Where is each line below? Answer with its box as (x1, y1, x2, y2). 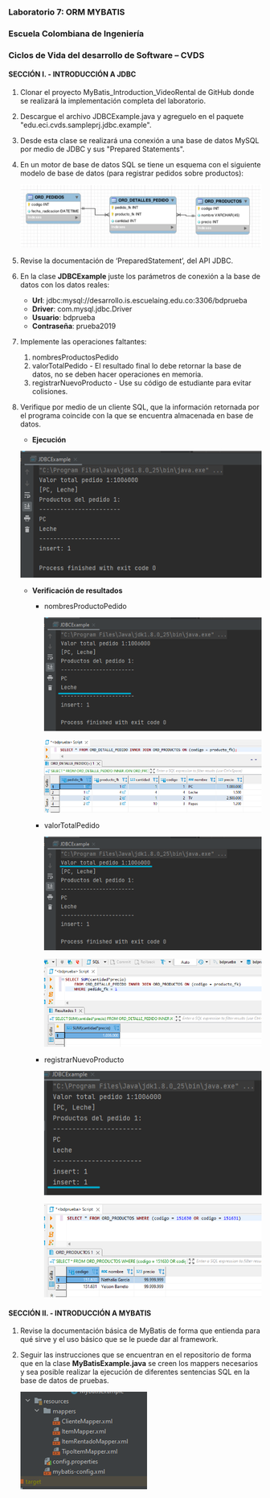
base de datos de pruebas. (19, 1376, 110, 1385)
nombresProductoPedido (43, 601, 127, 611)
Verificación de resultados (31, 586, 123, 595)
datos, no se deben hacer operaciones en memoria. (31, 369, 203, 380)
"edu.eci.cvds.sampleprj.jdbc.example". (19, 120, 152, 130)
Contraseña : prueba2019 (31, 321, 117, 331)
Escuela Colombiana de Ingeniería (8, 27, 145, 39)
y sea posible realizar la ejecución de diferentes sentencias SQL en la (19, 1367, 251, 1377)
